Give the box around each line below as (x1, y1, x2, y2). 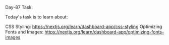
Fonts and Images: (5, 29, 44, 34)
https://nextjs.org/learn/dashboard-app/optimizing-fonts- (44, 29, 164, 34)
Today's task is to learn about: (5, 14, 68, 19)
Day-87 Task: (5, 4, 33, 10)
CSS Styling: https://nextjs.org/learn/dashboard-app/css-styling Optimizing (5, 23, 162, 29)
